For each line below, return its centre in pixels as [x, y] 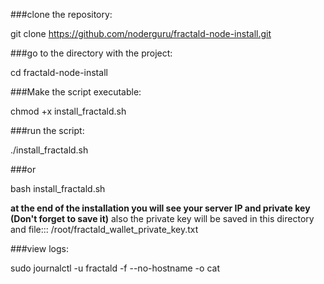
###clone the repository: [61, 14]
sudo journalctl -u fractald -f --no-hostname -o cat [115, 268]
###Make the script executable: [76, 92]
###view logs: [39, 248]
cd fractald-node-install [59, 72]
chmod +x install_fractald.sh [68, 111]
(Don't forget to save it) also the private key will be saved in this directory [162, 218]
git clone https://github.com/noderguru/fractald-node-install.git [141, 33]
